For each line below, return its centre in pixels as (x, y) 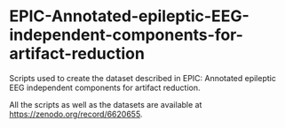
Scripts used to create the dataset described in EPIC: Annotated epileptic (143, 78)
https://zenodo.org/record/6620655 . (76, 114)
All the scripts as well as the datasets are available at (106, 104)
